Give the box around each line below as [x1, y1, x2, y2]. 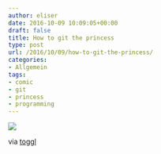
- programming [8, 100, 55, 108]
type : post [8, 41, 44, 49]
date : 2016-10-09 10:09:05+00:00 [8, 19, 118, 27]
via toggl [8, 137, 37, 147]
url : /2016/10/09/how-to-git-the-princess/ [8, 48, 154, 56]
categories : [8, 56, 47, 64]
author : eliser [8, 11, 58, 20]
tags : [8, 71, 26, 79]
